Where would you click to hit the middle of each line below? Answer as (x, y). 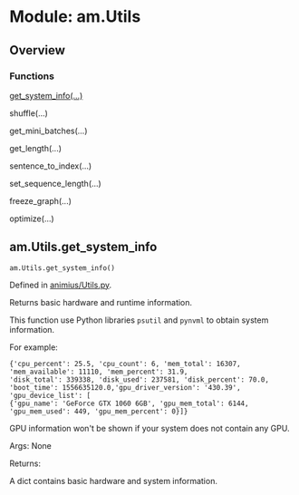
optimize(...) (32, 218)
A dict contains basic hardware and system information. (113, 480)
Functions (32, 76)
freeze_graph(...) (41, 200)
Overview (38, 50)
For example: (34, 347)
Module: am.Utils (75, 17)
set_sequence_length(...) (55, 183)
